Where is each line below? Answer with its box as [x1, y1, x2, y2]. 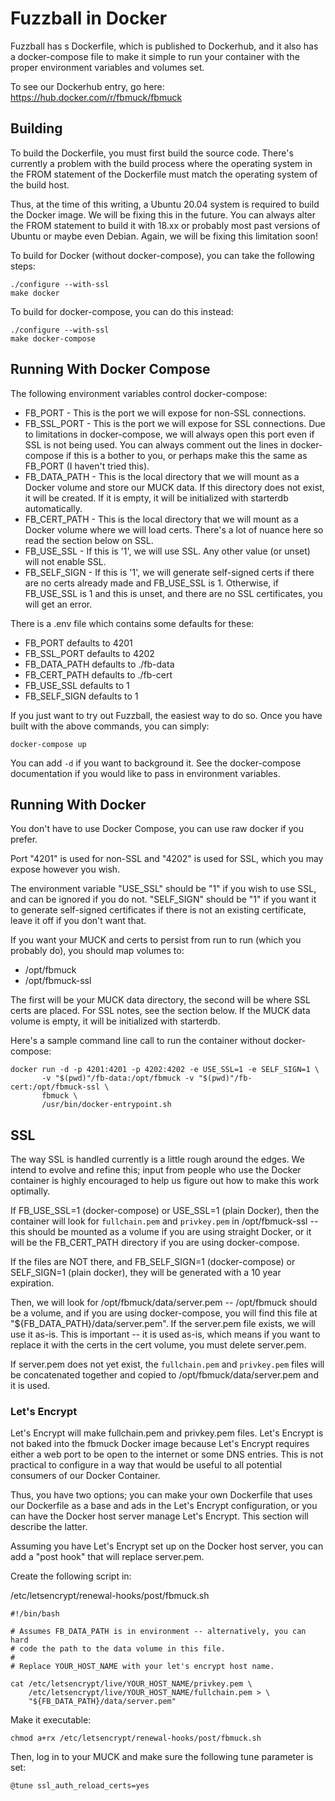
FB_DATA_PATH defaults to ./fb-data [24, 658, 175, 670]
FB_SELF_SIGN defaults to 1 [24, 690, 139, 702]
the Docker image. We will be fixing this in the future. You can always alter [10, 208, 317, 221]
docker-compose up [10, 739, 87, 749]
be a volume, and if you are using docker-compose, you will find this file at [10, 1307, 318, 1319]
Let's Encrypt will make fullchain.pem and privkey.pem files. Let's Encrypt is [10, 1427, 324, 1439]
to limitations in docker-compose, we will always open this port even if [24, 428, 315, 440]
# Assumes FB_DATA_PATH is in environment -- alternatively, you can [10, 1627, 307, 1637]
